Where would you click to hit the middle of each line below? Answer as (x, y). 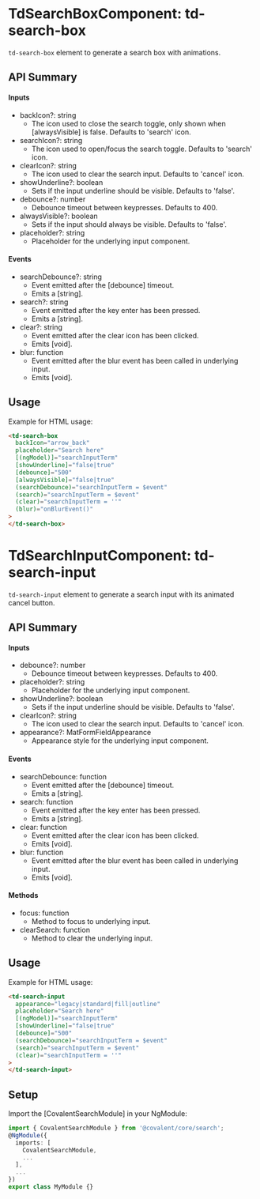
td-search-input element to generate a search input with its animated (121, 594)
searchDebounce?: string (61, 277)
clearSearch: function (55, 929)
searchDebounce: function (63, 776)
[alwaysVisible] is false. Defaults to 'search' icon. (111, 132)
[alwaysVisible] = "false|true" (65, 480)
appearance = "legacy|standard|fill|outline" (88, 1004)
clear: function (43, 827)
